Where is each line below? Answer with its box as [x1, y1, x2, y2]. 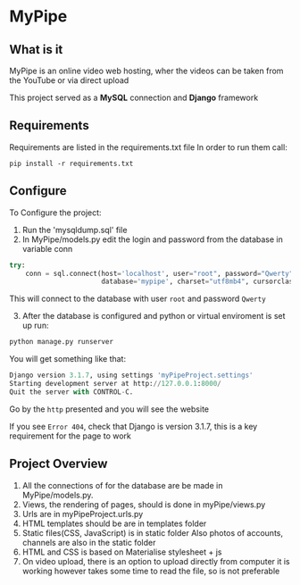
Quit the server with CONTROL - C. [9, 387, 134, 397]
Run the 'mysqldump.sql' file [21, 224, 128, 235]
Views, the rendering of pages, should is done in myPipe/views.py [21, 498, 266, 510]
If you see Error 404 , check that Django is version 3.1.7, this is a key [9, 421, 258, 431]
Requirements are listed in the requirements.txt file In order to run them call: [9, 141, 287, 153]
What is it [9, 42, 63, 57]
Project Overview [9, 456, 108, 472]
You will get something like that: [9, 354, 127, 364]
